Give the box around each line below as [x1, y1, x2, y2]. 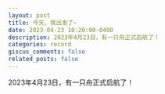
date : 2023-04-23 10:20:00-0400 [8, 26, 113, 34]
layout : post [8, 11, 51, 20]
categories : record [8, 41, 72, 49]
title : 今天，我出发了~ [8, 19, 77, 27]
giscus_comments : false [8, 48, 86, 56]
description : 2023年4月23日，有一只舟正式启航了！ [8, 33, 160, 42]
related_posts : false [8, 56, 79, 63]
